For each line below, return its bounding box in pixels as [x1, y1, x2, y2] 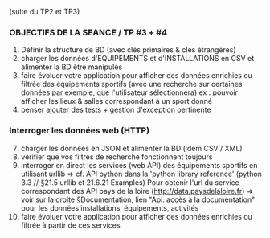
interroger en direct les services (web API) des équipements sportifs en [20, 160, 258, 170]
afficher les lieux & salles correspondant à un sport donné [20, 96, 212, 106]
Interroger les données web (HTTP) [9, 125, 150, 136]
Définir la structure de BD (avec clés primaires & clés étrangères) [20, 45, 236, 55]
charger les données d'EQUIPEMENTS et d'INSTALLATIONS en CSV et [20, 54, 255, 64]
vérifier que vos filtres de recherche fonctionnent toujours [20, 152, 213, 162]
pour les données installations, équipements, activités [20, 203, 199, 212]
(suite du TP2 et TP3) [9, 7, 80, 16]
